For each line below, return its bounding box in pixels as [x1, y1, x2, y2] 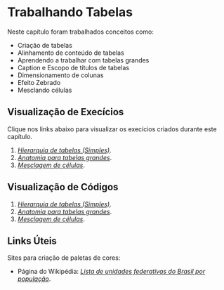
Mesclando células [17, 86, 72, 94]
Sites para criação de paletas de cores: [7, 253, 121, 262]
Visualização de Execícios [7, 106, 124, 118]
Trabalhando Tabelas [7, 4, 133, 20]
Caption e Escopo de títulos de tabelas [17, 63, 130, 72]
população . [17, 275, 51, 283]
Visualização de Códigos [7, 181, 119, 193]
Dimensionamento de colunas [17, 71, 104, 79]
